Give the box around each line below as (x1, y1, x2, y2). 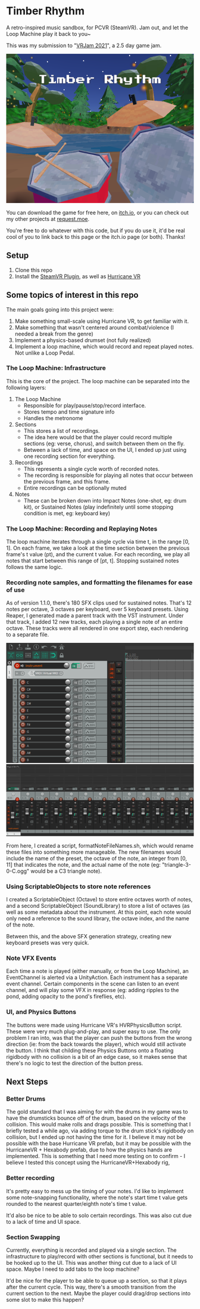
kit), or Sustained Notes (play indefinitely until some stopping (23, 503, 174, 510)
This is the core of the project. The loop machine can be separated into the (6, 377, 190, 384)
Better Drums (6, 1094, 46, 1102)
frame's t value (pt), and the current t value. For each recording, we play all (6, 551, 190, 558)
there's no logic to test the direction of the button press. (6, 1059, 143, 1067)
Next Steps (6, 1077, 48, 1087)
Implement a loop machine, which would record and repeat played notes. (14, 343, 194, 350)
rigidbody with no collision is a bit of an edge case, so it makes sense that (6, 1053, 187, 1060)
